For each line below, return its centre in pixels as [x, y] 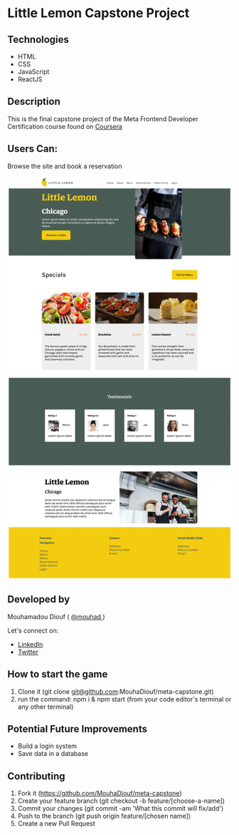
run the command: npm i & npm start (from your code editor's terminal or [124, 699]
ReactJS [30, 79]
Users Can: [33, 149]
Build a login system [47, 746]
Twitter [28, 652]
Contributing [36, 776]
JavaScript [33, 72]
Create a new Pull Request [57, 824]
